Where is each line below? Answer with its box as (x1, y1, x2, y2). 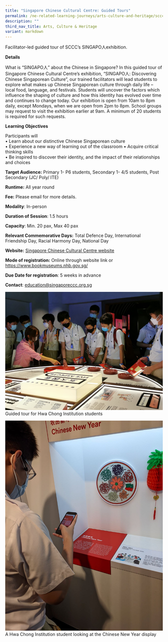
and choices (5, 159, 31, 165)
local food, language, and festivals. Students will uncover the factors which (5, 87, 160, 93)
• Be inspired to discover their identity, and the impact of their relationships (5, 154, 160, 160)
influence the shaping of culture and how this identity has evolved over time (5, 92, 161, 98)
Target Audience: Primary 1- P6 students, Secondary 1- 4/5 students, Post (5, 169, 159, 175)
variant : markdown (5, 29, 43, 34)
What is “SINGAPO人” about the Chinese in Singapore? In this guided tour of (5, 64, 162, 70)
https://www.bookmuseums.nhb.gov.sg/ (5, 262, 88, 268)
